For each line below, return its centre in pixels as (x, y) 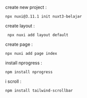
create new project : (26, 7)
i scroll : (13, 81)
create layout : (20, 26)
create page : (19, 44)
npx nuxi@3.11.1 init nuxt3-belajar (43, 17)
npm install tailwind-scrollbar (39, 90)
